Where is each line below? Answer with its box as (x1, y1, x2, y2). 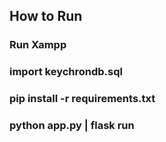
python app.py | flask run (9, 119, 135, 133)
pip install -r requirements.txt (9, 92, 156, 106)
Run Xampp (9, 38, 67, 52)
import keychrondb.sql (9, 65, 123, 79)
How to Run (9, 8, 83, 25)
